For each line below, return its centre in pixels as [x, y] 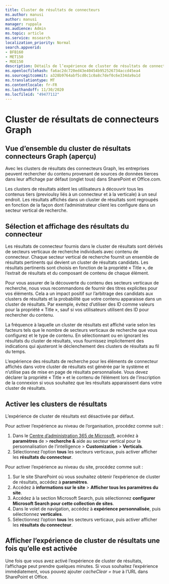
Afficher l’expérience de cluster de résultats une [82, 541]
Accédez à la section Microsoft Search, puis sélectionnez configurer [84, 498]
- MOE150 [14, 62]
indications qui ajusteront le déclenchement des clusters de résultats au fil [82, 346]
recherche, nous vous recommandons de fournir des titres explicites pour [81, 288]
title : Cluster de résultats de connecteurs [53, 10]
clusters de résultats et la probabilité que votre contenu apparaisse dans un [83, 299]
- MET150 [14, 57]
